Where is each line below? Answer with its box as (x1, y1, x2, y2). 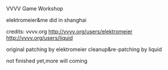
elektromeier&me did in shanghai (6, 17, 87, 23)
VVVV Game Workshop (6, 5, 64, 12)
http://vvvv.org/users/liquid (6, 34, 73, 41)
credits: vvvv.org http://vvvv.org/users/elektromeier (6, 28, 133, 35)
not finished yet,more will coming (6, 58, 88, 64)
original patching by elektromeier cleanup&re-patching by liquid (6, 46, 162, 53)
